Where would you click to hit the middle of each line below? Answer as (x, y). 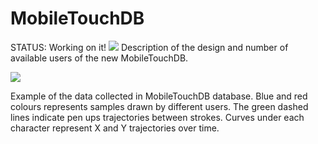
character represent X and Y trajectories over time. (115, 128)
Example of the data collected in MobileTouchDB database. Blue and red (159, 96)
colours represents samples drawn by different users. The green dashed (159, 106)
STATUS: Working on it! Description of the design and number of (149, 47)
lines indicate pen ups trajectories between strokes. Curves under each (157, 117)
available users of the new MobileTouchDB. (99, 58)
